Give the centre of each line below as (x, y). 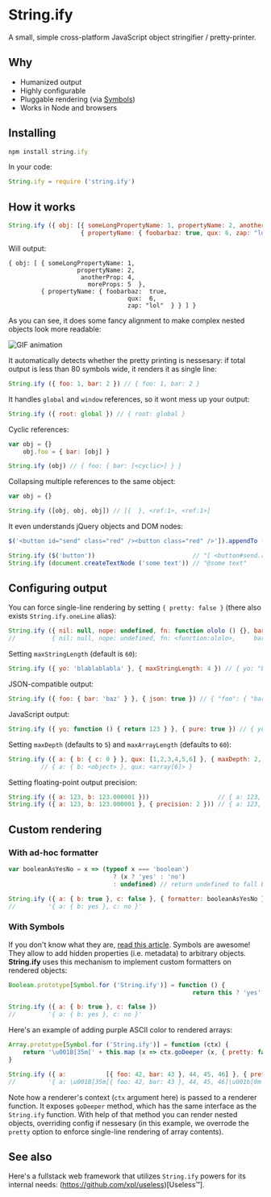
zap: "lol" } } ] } (162, 305)
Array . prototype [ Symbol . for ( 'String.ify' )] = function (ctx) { (119, 1045)
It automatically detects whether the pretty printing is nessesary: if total (127, 360)
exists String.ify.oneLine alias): (63, 616)
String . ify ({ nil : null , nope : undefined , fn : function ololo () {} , (129, 631)
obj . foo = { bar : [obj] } (67, 452)
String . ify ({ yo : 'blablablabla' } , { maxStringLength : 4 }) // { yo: (131, 669)
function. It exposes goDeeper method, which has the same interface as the (132, 1106)
